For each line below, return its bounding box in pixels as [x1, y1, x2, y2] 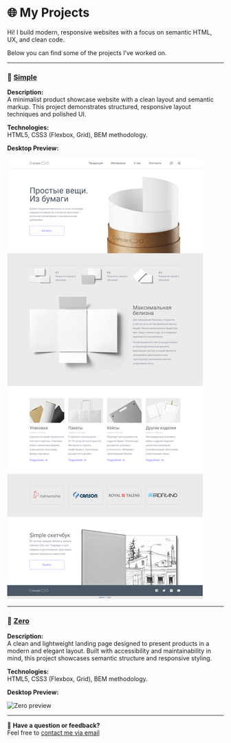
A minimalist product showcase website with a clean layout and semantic [7, 95, 214, 104]
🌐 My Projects [7, 5, 90, 21]
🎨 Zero [7, 616, 30, 626]
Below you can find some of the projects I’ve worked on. [7, 48, 167, 57]
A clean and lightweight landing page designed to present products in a [7, 639, 210, 647]
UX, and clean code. [7, 35, 65, 43]
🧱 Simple [7, 72, 38, 82]
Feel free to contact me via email [7, 729, 100, 737]
